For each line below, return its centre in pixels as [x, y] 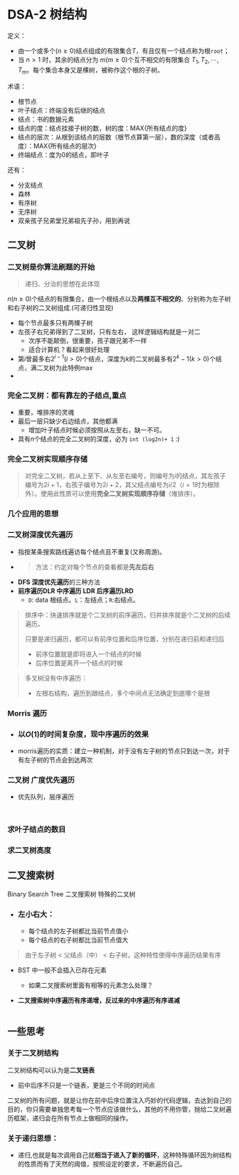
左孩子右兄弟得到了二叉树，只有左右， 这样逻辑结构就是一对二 [109, 332]
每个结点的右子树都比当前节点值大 [78, 940]
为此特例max [74, 368]
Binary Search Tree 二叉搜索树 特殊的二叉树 [71, 894]
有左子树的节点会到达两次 [55, 760]
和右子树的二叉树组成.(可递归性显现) [60, 308]
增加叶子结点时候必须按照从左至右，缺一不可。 [97, 430]
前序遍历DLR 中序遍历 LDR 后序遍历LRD [75, 590]
